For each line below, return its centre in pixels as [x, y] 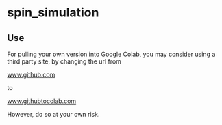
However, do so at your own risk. [53, 114]
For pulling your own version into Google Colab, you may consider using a [111, 54]
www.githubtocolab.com [42, 101]
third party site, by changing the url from [64, 61]
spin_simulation [53, 13]
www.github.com [31, 74]
